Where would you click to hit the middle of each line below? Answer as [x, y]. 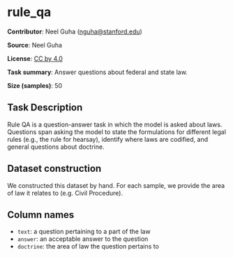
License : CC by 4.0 [35, 58]
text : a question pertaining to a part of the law [84, 232]
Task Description [45, 108]
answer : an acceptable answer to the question [83, 239]
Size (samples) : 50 [35, 85]
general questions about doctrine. [56, 147]
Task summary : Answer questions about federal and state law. [98, 72]
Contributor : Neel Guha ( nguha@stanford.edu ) [75, 31]
